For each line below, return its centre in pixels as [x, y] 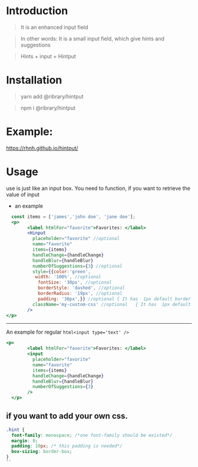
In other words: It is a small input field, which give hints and [93, 38]
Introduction [37, 11]
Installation [34, 80]
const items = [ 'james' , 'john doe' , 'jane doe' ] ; [73, 216]
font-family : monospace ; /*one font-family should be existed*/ [92, 435]
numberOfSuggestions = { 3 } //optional [77, 266]
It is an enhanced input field [54, 27]
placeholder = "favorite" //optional [76, 239]
